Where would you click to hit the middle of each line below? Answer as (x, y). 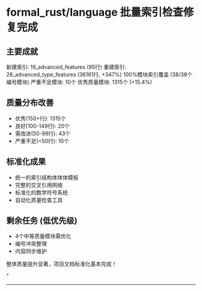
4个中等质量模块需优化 (43, 236)
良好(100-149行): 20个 (42, 126)
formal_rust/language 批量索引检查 (95, 12)
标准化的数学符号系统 (41, 192)
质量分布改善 (30, 103)
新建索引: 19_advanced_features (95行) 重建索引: (66, 67)
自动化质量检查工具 (39, 200)
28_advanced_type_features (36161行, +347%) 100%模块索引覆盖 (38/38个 (99, 75)
